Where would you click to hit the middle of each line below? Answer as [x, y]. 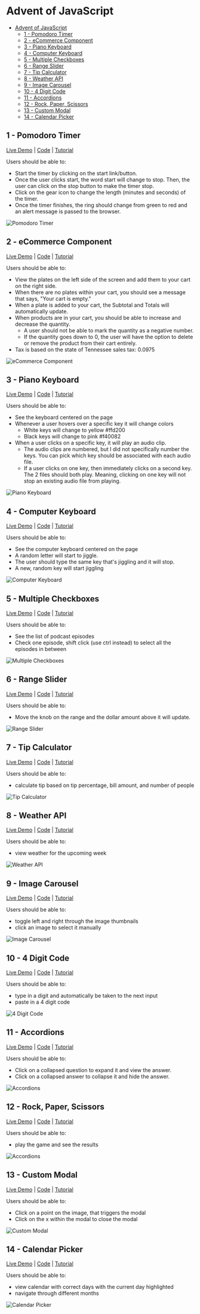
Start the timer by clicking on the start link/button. [76, 173]
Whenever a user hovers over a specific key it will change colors [94, 424]
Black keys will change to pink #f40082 [72, 437]
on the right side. [36, 286]
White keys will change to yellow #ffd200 [74, 430]
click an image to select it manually [58, 928]
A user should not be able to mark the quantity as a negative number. [109, 330]
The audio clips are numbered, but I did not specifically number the [106, 449]
